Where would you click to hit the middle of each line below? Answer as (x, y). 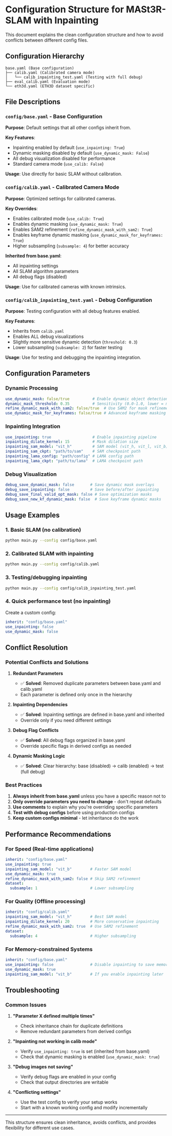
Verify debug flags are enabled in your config (68, 1077)
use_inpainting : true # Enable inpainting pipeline (81, 437)
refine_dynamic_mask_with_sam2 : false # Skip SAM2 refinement (73, 879)
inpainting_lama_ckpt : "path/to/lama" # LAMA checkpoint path (74, 461)
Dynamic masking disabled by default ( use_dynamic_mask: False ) (81, 153)
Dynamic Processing (31, 388)
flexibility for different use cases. (40, 1128)
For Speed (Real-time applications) (49, 849)
